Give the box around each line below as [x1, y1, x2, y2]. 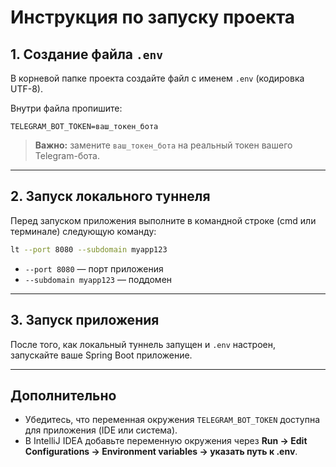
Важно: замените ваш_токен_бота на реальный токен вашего [34, 139, 293, 151]
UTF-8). [10, 83, 43, 95]
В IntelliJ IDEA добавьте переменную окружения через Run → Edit [24, 435, 308, 447]
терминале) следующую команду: [10, 225, 157, 237]
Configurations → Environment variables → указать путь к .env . [24, 446, 298, 458]
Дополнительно [10, 387, 117, 404]
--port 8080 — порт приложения [24, 262, 164, 275]
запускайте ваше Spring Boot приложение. [10, 349, 193, 361]
